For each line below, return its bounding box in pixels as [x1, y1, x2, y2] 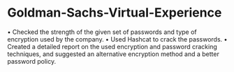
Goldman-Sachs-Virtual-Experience [7, 5, 222, 21]
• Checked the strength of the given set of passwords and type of [7, 28, 197, 36]
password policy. [7, 57, 57, 65]
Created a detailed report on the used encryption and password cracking [7, 42, 218, 51]
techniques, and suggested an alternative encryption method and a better [7, 50, 220, 58]
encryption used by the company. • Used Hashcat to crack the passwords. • [7, 35, 228, 43]
